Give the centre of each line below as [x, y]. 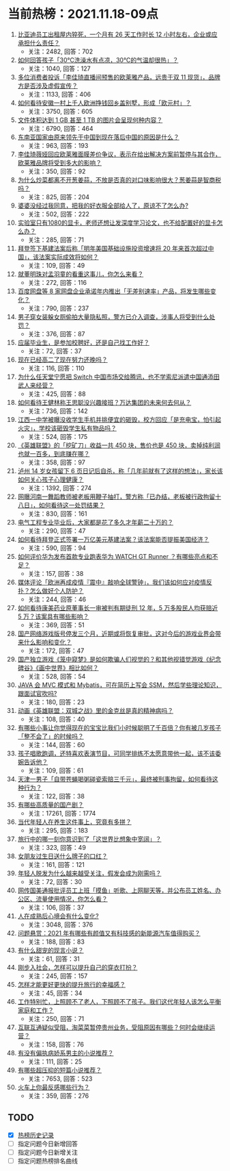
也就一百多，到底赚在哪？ [54, 453]
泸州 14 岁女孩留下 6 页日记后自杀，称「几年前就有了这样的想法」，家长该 [120, 470]
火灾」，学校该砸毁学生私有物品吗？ [67, 428]
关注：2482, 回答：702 [60, 51]
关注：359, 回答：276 [58, 1096]
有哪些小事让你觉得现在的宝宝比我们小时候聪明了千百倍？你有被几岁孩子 [119, 727]
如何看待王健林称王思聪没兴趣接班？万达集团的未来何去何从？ [104, 402]
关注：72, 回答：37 [55, 351]
